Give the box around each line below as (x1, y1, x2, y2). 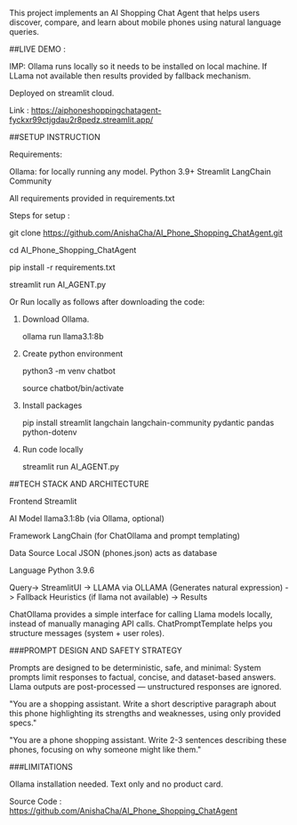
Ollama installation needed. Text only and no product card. (9, 779, 224, 789)
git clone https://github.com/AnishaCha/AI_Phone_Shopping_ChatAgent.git (9, 227, 283, 238)
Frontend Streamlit (9, 496, 77, 506)
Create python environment (21, 348, 124, 359)
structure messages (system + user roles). (9, 628, 165, 638)
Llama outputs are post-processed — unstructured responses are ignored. (9, 682, 282, 691)
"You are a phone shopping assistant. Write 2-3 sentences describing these (9, 735, 287, 745)
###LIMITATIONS (9, 762, 74, 772)
